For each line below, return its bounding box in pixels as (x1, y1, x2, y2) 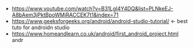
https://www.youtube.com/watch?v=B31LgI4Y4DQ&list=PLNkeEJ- (11, 5, 174, 12)
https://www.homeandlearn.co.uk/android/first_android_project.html (11, 30, 179, 37)
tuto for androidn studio (11, 24, 70, 31)
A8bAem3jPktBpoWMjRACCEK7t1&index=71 (11, 11, 119, 18)
